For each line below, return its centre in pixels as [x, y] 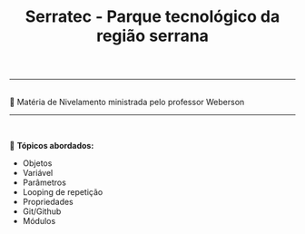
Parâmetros [44, 182]
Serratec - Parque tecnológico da [152, 17]
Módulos [39, 221]
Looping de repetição [63, 192]
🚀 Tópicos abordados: [52, 146]
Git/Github [42, 211]
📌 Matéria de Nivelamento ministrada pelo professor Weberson [127, 102]
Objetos [37, 163]
